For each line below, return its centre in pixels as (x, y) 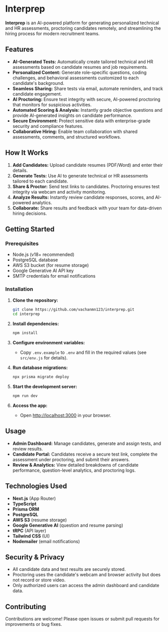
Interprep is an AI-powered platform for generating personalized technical (82, 23)
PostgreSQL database (35, 260)
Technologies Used (36, 486)
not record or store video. (39, 580)
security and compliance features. (48, 126)
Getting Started (30, 229)
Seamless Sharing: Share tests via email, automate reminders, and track (88, 88)
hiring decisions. (30, 213)
